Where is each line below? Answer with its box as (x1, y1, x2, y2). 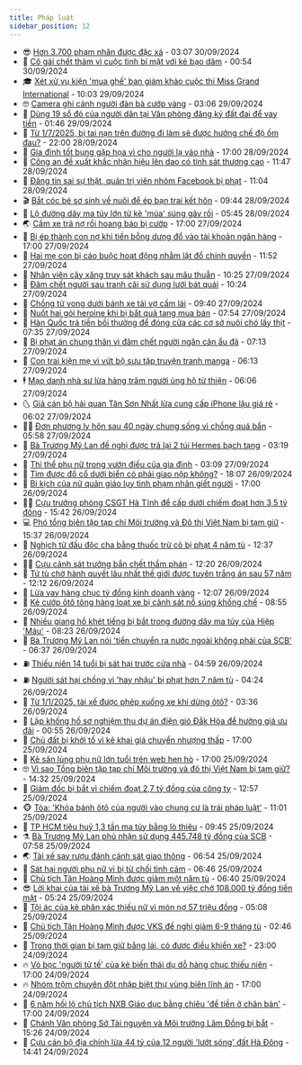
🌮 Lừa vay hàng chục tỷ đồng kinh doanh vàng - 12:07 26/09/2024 (22, 587, 270, 598)
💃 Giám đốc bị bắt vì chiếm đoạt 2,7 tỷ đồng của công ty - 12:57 (22, 782, 259, 793)
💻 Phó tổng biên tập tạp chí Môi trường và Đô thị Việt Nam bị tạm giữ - (22, 517, 285, 528)
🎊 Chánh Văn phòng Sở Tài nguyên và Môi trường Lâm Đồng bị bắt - (22, 1017, 274, 1028)
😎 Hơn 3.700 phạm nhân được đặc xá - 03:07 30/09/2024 (22, 46, 240, 57)
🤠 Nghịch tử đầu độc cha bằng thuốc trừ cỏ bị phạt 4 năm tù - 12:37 (22, 539, 273, 550)
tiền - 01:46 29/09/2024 (22, 118, 112, 129)
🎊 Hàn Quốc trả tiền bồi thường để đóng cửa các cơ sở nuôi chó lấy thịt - (22, 317, 291, 328)
